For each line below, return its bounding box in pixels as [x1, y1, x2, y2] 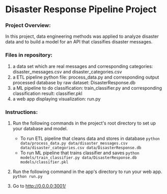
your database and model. [12, 126, 68, 132]
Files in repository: [5, 52, 52, 59]
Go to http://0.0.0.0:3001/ [12, 183, 66, 189]
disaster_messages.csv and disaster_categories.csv [12, 68, 122, 75]
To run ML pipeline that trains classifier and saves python [20, 150, 140, 156]
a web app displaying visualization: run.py [12, 95, 101, 102]
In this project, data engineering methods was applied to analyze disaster [5, 33, 159, 39]
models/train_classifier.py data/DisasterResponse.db [20, 155, 137, 160]
